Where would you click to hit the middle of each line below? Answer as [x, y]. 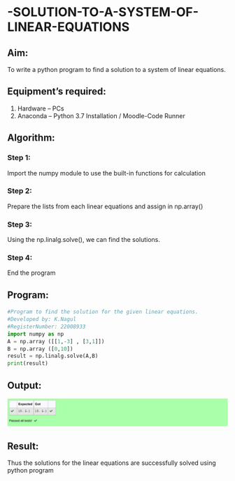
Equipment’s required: [57, 92]
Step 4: [20, 258]
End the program [31, 273]
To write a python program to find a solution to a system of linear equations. [116, 70]
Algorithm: [31, 138]
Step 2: [20, 191]
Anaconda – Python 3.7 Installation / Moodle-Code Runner [101, 115]
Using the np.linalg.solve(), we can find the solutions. [84, 240]
